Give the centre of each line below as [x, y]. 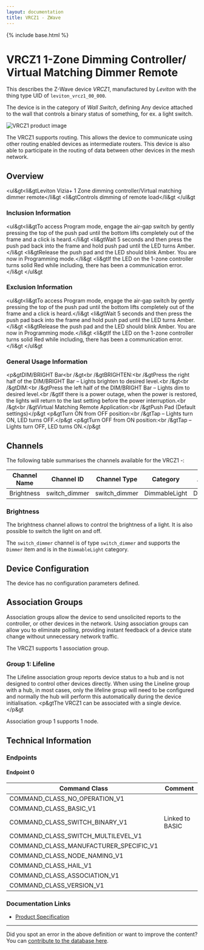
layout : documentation [35, 12]
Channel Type [117, 479]
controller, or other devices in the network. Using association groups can [97, 623]
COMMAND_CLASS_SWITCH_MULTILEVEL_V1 [76, 836]
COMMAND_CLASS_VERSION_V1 [57, 885]
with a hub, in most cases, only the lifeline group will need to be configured [100, 690]
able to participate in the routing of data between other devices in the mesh [101, 150]
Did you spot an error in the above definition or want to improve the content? [102, 934]
